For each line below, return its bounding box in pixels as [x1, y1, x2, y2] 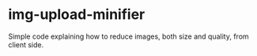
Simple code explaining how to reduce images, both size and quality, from [8, 32, 249, 41]
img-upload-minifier [8, 6, 146, 24]
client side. [8, 39, 44, 49]
